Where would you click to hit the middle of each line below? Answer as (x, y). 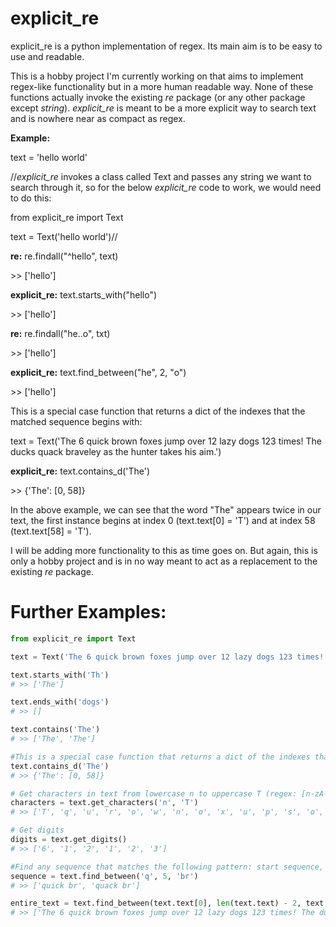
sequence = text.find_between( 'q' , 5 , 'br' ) (104, 876)
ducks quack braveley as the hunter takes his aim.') (116, 451)
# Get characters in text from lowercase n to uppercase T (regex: (154, 793)
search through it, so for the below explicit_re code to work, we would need (166, 187)
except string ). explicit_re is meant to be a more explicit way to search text (163, 108)
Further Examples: (88, 612)
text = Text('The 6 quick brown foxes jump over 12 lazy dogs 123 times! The (166, 441)
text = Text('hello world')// (64, 236)
